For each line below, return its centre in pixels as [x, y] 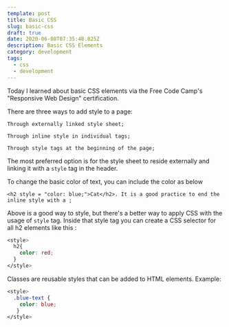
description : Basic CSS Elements [55, 45]
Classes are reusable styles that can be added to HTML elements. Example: [114, 279]
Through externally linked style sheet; [66, 124]
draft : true [24, 33]
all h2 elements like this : [42, 227]
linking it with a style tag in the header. [63, 168]
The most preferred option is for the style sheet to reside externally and [108, 161]
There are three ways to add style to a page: [70, 112]
